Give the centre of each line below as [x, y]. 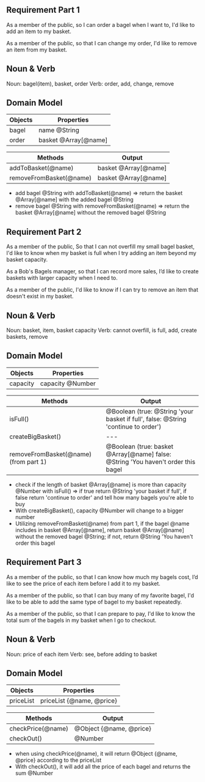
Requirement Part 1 [43, 10]
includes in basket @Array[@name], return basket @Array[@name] [99, 530]
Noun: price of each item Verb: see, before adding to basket [82, 654]
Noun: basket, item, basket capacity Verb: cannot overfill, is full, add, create [102, 330]
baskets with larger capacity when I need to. [62, 278]
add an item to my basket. [39, 31]
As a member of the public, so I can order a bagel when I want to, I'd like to [101, 24]
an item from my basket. [37, 50]
